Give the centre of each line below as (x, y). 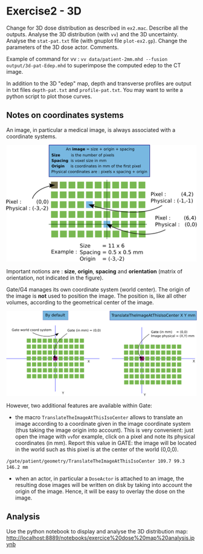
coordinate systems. (32, 136)
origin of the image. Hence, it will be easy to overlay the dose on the (100, 491)
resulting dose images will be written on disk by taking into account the (103, 484)
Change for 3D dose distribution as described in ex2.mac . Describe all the (97, 28)
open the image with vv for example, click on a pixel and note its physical (105, 436)
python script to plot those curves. (49, 96)
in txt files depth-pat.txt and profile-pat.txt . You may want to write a (95, 90)
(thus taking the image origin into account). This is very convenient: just (104, 430)
